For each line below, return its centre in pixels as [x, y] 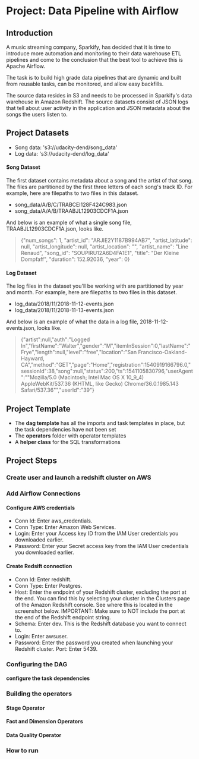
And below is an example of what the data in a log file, [72, 322]
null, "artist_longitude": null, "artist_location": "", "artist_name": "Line [105, 247]
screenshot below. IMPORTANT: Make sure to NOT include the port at [100, 611]
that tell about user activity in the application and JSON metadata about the [98, 108]
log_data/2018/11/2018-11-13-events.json [64, 310]
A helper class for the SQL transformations [67, 442]
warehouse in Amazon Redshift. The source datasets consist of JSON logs [97, 102]
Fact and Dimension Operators [45, 722]
